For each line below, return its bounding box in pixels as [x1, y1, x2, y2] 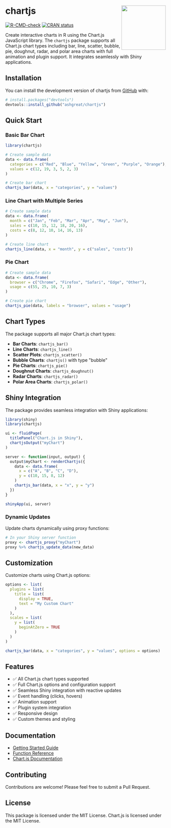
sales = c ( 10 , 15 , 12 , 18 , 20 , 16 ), [10, 223, 88, 228]
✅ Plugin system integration [12, 704, 71, 711]
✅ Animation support [12, 699, 57, 705]
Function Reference [12, 750, 54, 757]
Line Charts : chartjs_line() [12, 346, 73, 352]
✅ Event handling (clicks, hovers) [12, 693, 82, 699]
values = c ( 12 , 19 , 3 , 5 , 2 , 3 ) [10, 166, 79, 172]
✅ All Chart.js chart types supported [12, 676, 89, 682]
